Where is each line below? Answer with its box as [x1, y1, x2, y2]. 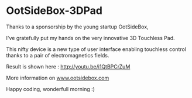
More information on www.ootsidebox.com [6, 74, 109, 81]
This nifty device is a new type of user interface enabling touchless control [6, 45, 186, 53]
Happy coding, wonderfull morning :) [6, 85, 95, 92]
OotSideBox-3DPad [6, 4, 102, 17]
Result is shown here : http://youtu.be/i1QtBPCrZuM [6, 63, 131, 70]
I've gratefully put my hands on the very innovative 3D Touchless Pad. [6, 34, 175, 41]
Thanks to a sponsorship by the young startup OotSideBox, [6, 23, 149, 30]
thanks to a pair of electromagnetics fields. [6, 52, 109, 59]
